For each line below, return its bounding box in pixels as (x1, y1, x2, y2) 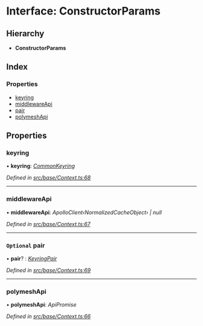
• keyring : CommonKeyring (6, 162, 76, 170)
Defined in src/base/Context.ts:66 (6, 313, 91, 320)
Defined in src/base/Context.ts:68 (6, 174, 91, 181)
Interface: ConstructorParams (6, 4, 161, 18)
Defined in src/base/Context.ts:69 (6, 266, 91, 273)
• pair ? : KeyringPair (6, 255, 57, 262)
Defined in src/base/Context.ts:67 (6, 220, 91, 227)
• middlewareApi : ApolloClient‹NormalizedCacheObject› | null (6, 209, 162, 216)
